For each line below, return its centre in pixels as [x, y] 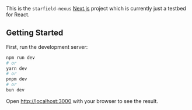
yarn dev [17, 68]
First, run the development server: [47, 47]
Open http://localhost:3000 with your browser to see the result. [82, 101]
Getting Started [35, 33]
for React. [18, 15]
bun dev [15, 90]
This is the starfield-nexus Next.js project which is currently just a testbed [96, 8]
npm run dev [20, 58]
